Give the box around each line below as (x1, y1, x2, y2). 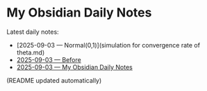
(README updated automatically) (6, 76, 102, 84)
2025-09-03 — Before (16, 55, 81, 63)
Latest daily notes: (6, 28, 60, 36)
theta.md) (16, 48, 45, 57)
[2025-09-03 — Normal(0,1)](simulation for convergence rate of (16, 41, 201, 49)
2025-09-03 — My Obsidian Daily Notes (16, 63, 133, 71)
